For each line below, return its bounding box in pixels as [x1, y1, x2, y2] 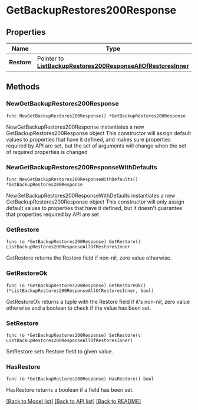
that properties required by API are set [6, 211, 99, 218]
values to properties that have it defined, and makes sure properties [6, 136, 171, 143]
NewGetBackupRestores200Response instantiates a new [6, 123, 144, 130]
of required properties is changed [6, 148, 88, 155]
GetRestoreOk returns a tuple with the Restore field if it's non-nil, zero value [6, 298, 190, 305]
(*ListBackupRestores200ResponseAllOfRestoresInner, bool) [6, 287, 154, 294]
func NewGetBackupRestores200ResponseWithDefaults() [6, 176, 138, 182]
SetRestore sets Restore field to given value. [6, 347, 114, 355]
